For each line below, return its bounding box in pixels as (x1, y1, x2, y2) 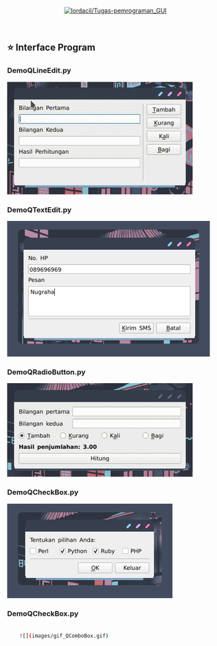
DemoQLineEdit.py (7, 66, 71, 76)
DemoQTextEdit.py (7, 205, 72, 214)
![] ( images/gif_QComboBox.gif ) (19, 632, 109, 639)
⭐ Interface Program (7, 42, 96, 54)
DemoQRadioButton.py (7, 367, 86, 377)
